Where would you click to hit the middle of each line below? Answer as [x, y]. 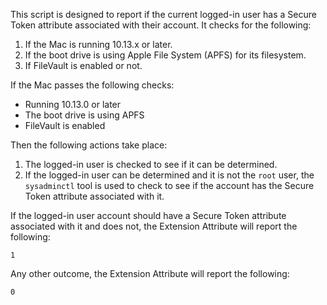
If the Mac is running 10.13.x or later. [98, 44]
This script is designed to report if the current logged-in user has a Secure [163, 14]
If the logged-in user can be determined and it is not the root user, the [169, 175]
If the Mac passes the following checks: [92, 85]
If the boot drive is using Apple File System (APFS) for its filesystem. [165, 55]
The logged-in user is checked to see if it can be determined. [151, 164]
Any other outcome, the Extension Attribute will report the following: [150, 273]
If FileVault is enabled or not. [83, 65]
